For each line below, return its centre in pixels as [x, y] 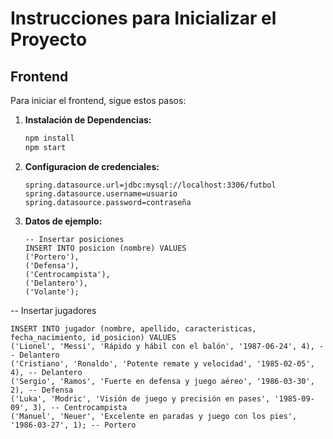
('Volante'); [52, 292]
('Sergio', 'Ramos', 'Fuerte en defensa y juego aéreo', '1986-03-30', [162, 381]
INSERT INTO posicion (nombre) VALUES [105, 248]
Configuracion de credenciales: [92, 166]
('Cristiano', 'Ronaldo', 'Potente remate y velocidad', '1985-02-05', [162, 363]
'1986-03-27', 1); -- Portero [73, 425]
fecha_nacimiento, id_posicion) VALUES [93, 337]
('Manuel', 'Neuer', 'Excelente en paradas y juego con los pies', [154, 416]
